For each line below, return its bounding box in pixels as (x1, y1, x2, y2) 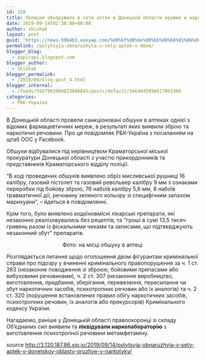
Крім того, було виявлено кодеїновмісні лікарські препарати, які (6, 209, 175, 217)
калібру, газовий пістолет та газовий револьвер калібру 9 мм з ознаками (6, 178, 198, 186)
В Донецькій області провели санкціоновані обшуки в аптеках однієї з (6, 116, 190, 124)
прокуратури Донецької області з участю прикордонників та (6, 153, 165, 161)
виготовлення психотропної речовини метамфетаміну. (6, 329, 149, 337)
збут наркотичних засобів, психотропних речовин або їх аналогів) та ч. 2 (6, 285, 197, 292)
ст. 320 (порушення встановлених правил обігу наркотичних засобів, (6, 292, 188, 299)
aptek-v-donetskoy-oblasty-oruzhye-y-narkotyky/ (6, 348, 132, 355)
